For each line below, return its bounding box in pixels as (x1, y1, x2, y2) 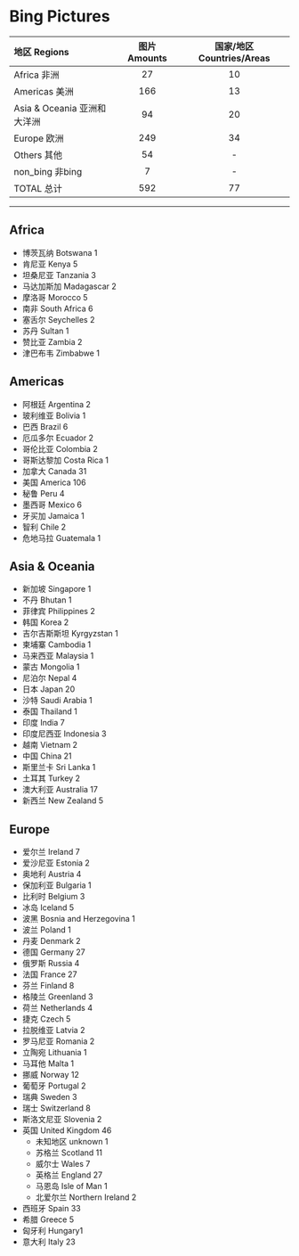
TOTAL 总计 (13, 182, 62, 194)
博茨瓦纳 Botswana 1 (21, 247, 98, 258)
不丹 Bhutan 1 (21, 595, 72, 605)
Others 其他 (13, 149, 63, 161)
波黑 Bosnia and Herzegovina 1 (21, 914, 136, 924)
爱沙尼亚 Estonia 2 (21, 858, 91, 868)
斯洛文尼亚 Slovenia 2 (21, 1114, 102, 1125)
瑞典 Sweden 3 (21, 1092, 77, 1103)
